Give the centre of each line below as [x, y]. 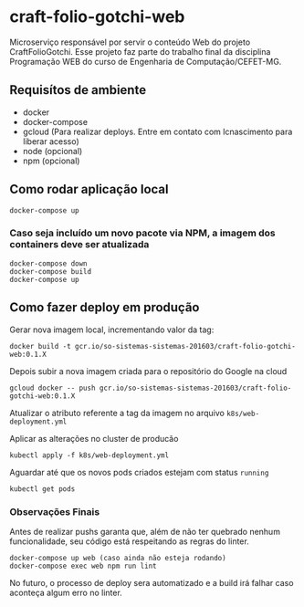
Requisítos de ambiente [78, 90]
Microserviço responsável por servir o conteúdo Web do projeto [130, 42]
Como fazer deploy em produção [105, 308]
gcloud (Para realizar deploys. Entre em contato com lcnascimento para [157, 131]
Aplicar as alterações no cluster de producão [94, 438]
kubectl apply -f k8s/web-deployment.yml [89, 455]
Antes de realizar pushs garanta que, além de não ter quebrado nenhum [145, 531]
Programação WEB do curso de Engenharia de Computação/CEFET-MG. [146, 61]
